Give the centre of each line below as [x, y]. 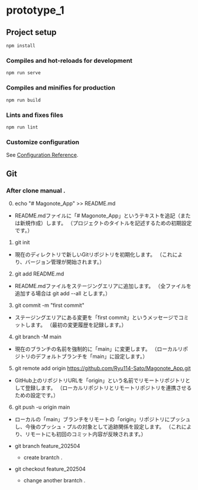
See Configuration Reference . [42, 155]
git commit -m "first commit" [49, 305]
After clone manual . [36, 190]
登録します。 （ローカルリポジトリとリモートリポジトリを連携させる [108, 387]
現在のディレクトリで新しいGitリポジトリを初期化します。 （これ [93, 254]
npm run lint [22, 127]
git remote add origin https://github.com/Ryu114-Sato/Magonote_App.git [103, 368]
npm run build [24, 100]
